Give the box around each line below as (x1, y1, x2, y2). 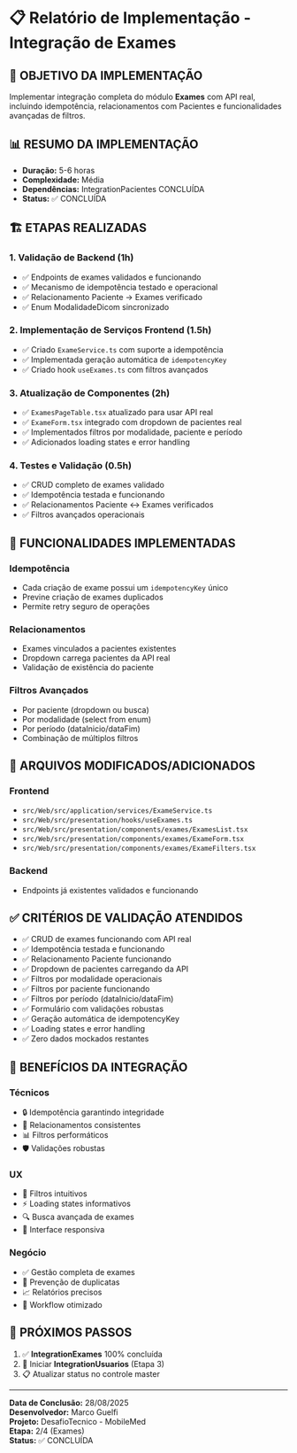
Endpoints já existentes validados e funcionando (21, 885, 199, 895)
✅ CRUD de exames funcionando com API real (21, 934, 192, 945)
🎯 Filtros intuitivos (21, 1188, 88, 1199)
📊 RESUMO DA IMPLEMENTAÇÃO (9, 137, 199, 152)
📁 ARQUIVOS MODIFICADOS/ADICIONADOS (9, 759, 256, 774)
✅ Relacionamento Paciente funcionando (21, 954, 172, 964)
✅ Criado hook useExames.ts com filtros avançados (21, 364, 209, 375)
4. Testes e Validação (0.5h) (9, 460, 133, 472)
